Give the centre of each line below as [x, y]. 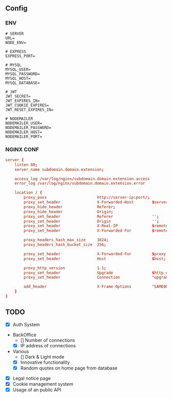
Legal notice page [32, 379]
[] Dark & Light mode [42, 357]
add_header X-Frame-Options [78, 287]
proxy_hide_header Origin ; [69, 212]
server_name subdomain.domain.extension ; [59, 169]
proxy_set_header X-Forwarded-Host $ [89, 202]
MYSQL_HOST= [18, 78]
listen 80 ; [26, 165]
